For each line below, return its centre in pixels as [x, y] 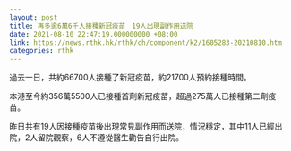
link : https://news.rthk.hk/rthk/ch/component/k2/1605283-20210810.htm [145, 42]
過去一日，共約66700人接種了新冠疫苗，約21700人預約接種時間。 [131, 78]
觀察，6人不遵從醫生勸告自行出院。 [119, 138]
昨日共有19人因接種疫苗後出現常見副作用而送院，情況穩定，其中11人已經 [142, 127]
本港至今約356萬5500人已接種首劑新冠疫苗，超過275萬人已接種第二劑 [139, 96]
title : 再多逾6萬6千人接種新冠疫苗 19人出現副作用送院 [102, 26]
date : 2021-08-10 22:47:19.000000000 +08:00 [94, 34]
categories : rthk [42, 51]
